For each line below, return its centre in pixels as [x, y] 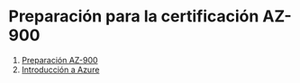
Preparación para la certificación [134, 17]
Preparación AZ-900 [59, 60]
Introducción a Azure [60, 70]
